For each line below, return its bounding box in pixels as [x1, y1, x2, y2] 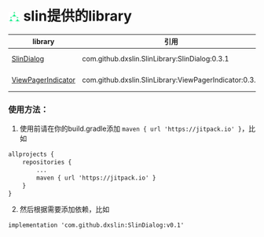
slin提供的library [23, 7, 132, 25]
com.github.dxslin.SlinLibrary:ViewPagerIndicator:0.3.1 [82, 76, 261, 85]
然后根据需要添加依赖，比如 [19, 204, 110, 213]
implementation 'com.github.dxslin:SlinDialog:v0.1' [8, 221, 185, 229]
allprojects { [8, 150, 55, 158]
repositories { [22, 158, 72, 166]
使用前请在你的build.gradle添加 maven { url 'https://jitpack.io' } [19, 124, 242, 133]
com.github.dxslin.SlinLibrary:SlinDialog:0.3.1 [82, 54, 229, 63]
